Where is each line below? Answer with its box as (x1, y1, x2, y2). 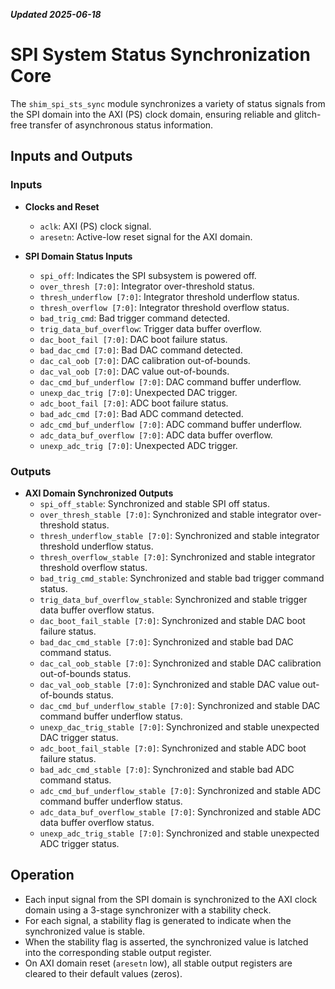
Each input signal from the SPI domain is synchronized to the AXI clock (24, 893, 318, 905)
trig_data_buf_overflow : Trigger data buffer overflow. (39, 322, 262, 334)
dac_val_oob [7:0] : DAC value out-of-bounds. (39, 365, 230, 377)
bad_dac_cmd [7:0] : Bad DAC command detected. (39, 344, 243, 356)
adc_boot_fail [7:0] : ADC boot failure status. (39, 397, 229, 409)
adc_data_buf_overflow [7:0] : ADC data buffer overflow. (39, 429, 273, 441)
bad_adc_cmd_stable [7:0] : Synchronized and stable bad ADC (39, 763, 295, 775)
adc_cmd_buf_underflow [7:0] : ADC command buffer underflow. (39, 418, 302, 430)
